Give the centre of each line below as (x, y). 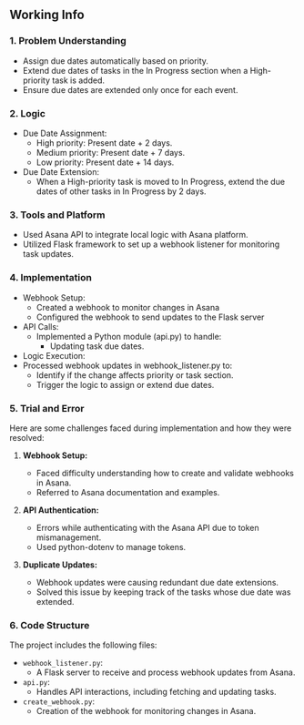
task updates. (48, 254)
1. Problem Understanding (68, 41)
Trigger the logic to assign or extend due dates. (125, 384)
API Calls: (41, 326)
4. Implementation (51, 278)
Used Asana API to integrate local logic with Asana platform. (135, 235)
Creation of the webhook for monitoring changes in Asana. (146, 711)
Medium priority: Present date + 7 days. (111, 152)
